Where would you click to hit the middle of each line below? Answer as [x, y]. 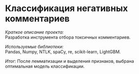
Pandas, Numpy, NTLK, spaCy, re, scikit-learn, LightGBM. [63, 52]
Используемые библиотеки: [34, 46]
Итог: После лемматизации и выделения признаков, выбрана [70, 61]
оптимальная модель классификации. [45, 66]
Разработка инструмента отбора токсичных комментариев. [68, 37]
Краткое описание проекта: [35, 32]
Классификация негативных [67, 8]
